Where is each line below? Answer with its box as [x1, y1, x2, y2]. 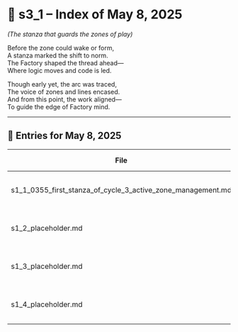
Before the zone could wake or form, [7, 43, 115, 52]
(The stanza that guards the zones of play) [7, 30, 133, 38]
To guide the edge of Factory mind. [7, 102, 110, 111]
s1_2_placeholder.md [11, 223, 83, 233]
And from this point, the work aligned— [7, 95, 122, 104]
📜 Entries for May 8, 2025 [7, 130, 122, 142]
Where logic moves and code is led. [7, 66, 112, 74]
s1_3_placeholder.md [11, 261, 83, 271]
